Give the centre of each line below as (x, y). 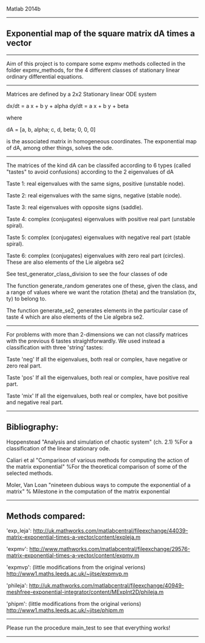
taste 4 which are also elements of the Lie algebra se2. (75, 317)
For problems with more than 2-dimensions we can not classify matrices (97, 334)
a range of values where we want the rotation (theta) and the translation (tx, (101, 292)
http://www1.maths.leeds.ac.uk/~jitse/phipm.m (65, 610)
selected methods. (30, 473)
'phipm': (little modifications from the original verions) (74, 604)
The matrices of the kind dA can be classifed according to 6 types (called (99, 165)
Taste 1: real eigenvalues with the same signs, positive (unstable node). (95, 183)
